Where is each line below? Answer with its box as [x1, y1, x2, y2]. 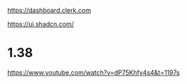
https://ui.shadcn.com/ [7, 20, 75, 28]
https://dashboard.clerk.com [7, 6, 91, 14]
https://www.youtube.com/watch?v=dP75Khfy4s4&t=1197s [7, 68, 180, 77]
